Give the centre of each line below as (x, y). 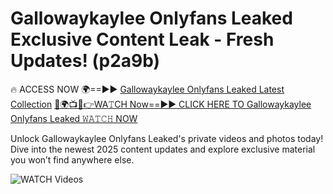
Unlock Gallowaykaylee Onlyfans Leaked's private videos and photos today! (167, 138)
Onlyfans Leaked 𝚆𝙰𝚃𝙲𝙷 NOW (74, 118)
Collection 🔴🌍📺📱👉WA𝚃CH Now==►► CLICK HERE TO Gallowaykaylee (161, 104)
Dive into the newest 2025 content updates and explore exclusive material (163, 149)
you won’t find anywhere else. (72, 159)
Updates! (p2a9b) (85, 61)
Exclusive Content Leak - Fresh (142, 39)
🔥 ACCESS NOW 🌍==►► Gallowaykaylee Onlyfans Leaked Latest (147, 89)
